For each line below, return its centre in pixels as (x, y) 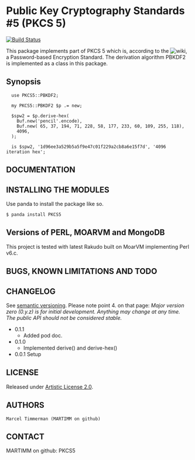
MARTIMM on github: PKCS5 (41, 451)
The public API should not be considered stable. (64, 317)
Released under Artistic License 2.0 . (50, 387)
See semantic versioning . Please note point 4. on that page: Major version (95, 305)
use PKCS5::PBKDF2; (35, 95)
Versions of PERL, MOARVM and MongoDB (85, 233)
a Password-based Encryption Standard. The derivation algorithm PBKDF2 (96, 57)
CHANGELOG (31, 291)
